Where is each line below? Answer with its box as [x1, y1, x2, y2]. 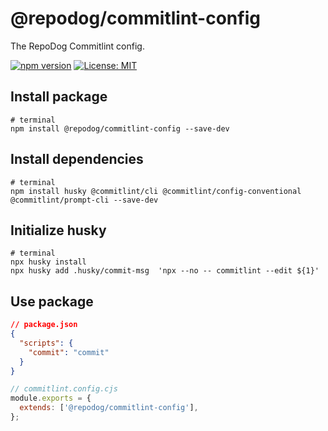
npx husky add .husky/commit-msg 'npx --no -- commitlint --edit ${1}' [10, 266, 320, 276]
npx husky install [10, 257, 87, 267]
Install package [10, 88, 108, 106]
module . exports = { [10, 393, 92, 404]
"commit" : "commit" [28, 347, 110, 357]
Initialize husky [10, 222, 107, 239]
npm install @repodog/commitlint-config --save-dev [10, 123, 230, 134]
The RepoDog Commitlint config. [10, 40, 145, 52]
